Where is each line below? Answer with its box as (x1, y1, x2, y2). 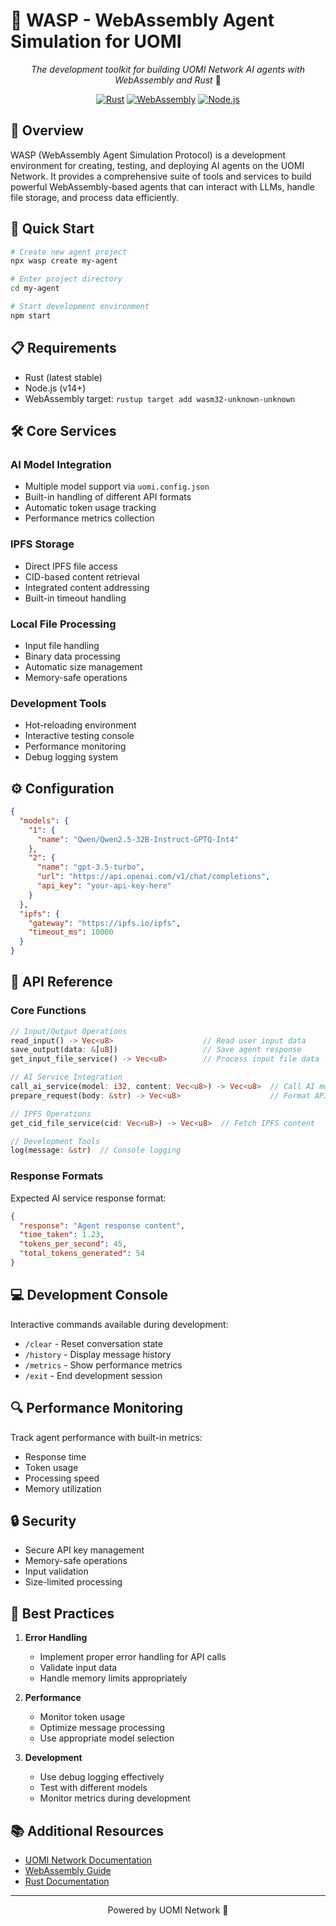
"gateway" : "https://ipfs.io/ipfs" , (28, 918, 182, 928)
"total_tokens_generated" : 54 (19, 1249, 145, 1259)
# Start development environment (10, 302, 150, 312)
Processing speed (24, 1472, 100, 1484)
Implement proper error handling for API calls (39, 1651, 227, 1663)
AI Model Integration (10, 457, 112, 471)
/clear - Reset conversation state (24, 1337, 163, 1349)
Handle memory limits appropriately (39, 1672, 188, 1684)
